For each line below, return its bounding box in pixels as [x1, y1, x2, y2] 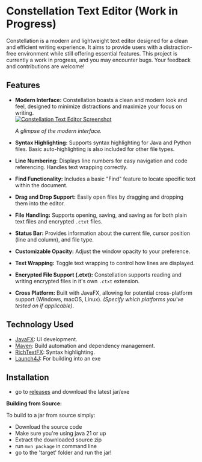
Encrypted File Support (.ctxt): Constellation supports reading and [14, 271, 182, 278]
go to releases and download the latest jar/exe [14, 388, 130, 396]
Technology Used [6, 319, 74, 330]
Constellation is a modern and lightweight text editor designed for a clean [6, 37, 188, 44]
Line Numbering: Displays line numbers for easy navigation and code [14, 157, 188, 164]
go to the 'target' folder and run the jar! [14, 449, 112, 457]
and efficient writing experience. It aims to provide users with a [6, 43, 162, 51]
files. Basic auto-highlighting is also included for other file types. [14, 145, 175, 152]
